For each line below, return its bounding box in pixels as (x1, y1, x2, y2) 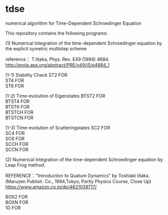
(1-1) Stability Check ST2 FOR (5, 71, 68, 78)
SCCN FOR (5, 146, 29, 152)
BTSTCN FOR (5, 114, 34, 121)
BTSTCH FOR (5, 109, 34, 115)
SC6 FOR (5, 135, 25, 141)
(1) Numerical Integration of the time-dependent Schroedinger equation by (5, 40, 162, 46)
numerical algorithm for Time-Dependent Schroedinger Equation (5, 20, 142, 26)
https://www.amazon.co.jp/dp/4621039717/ (5, 184, 97, 190)
